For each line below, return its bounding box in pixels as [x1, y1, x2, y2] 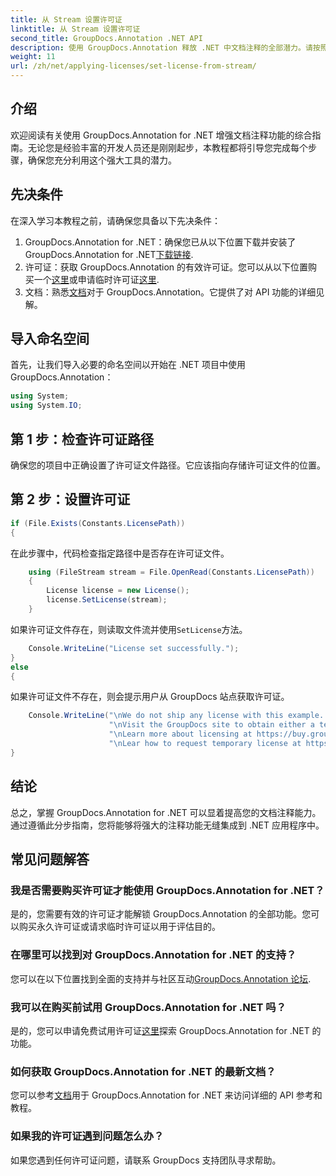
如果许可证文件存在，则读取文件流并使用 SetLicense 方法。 [10, 623, 248, 635]
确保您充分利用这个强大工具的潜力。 [27, 154, 177, 166]
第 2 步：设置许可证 [10, 491, 131, 508]
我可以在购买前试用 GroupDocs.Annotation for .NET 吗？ [10, 1000, 287, 1014]
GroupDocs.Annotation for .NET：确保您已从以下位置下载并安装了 [24, 236, 297, 248]
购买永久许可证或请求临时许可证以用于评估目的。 [18, 921, 221, 933]
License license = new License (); [46, 586, 190, 596]
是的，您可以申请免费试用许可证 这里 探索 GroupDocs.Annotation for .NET [10, 1024, 310, 1036]
